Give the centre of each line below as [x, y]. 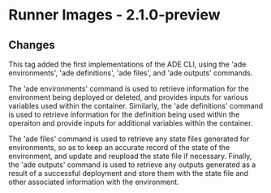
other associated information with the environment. [94, 182]
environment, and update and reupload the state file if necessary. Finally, [130, 156]
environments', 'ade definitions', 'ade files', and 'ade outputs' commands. [131, 73]
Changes [32, 45]
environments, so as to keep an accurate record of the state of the [119, 147]
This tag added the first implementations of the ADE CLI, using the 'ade [127, 64]
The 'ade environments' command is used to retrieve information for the [129, 88]
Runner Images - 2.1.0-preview [114, 15]
